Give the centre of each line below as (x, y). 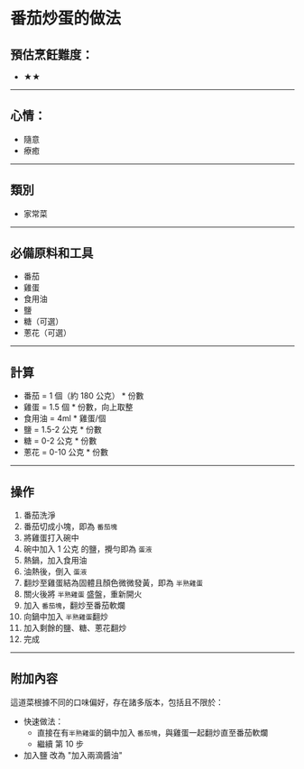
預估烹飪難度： (52, 55)
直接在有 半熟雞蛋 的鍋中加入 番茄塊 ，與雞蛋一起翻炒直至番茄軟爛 (152, 732)
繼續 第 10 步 (60, 744)
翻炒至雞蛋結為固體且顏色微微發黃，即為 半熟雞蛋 (113, 583)
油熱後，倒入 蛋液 (55, 572)
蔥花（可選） (47, 333)
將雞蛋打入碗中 (51, 538)
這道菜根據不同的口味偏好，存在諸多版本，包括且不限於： (117, 702)
